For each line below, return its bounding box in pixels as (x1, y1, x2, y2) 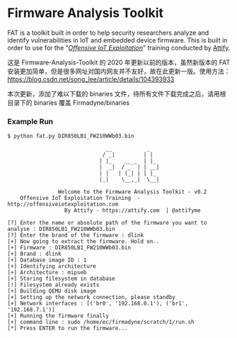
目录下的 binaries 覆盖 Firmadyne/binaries (7, 98, 129, 107)
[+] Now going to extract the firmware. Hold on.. (7, 238, 160, 245)
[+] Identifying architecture (7, 263, 97, 270)
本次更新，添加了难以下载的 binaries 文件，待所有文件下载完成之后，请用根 (7, 89, 226, 98)
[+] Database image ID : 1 (7, 257, 87, 264)
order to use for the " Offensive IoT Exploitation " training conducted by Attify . (7, 43, 231, 52)
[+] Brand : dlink (7, 250, 62, 258)
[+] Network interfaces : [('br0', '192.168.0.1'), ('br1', (7, 300, 189, 308)
